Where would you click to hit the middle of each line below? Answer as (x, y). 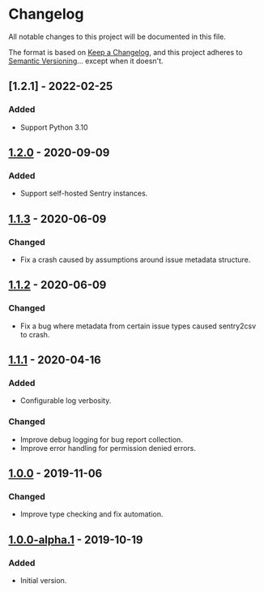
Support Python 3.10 (54, 127)
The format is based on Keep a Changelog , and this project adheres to (126, 52)
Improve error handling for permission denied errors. (108, 448)
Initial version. (43, 581)
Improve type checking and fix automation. (92, 514)
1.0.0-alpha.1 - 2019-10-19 (76, 540)
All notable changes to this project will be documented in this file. (117, 36)
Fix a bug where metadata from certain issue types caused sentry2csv (138, 326)
